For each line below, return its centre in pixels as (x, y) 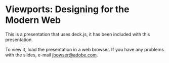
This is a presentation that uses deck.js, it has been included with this (78, 34)
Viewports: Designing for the (67, 9)
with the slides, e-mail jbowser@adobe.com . (52, 55)
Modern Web (33, 20)
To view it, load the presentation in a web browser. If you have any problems (85, 49)
